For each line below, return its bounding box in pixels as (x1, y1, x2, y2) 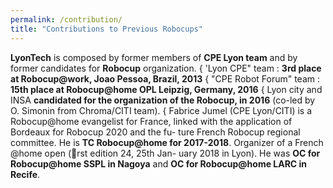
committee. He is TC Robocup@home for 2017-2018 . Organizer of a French (10, 136, 324, 148)
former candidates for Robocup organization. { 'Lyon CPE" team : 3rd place (10, 62, 322, 74)
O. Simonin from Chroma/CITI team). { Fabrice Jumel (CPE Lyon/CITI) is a (10, 104, 313, 116)
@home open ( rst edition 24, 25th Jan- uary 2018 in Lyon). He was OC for (10, 147, 321, 159)
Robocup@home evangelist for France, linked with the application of (10, 115, 293, 127)
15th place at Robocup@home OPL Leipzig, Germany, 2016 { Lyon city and (10, 83, 323, 95)
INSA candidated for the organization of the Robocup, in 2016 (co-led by (10, 94, 316, 106)
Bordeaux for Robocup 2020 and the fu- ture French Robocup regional (10, 126, 301, 138)
